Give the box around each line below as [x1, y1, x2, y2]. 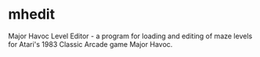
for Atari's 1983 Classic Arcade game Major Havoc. [8, 39, 173, 48]
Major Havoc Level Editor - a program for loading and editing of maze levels [8, 31, 253, 41]
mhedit [8, 5, 56, 23]
